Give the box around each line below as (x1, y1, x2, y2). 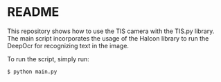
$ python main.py (7, 68, 58, 75)
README (7, 4, 60, 20)
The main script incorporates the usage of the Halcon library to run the (7, 34, 209, 42)
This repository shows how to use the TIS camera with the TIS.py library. (7, 27, 215, 35)
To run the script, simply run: (7, 54, 90, 63)
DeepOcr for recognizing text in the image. (7, 41, 130, 50)
